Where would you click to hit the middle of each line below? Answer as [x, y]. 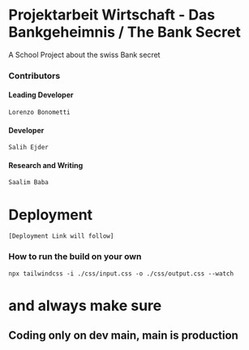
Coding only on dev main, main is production [124, 336]
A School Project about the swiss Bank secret [84, 54]
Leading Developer [41, 95]
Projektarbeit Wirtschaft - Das [112, 15]
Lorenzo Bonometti [39, 112]
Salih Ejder [28, 148]
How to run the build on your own [75, 257]
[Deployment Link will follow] [61, 236]
